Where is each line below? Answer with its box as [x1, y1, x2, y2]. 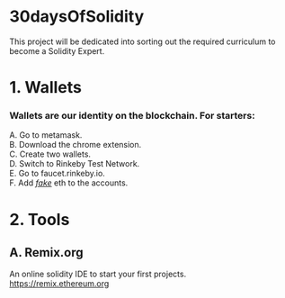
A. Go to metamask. [9, 130, 83, 140]
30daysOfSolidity [9, 6, 145, 27]
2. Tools [9, 209, 70, 230]
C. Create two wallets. [9, 149, 92, 159]
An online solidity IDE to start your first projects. [9, 268, 187, 280]
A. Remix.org [9, 245, 84, 260]
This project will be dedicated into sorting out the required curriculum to [9, 36, 276, 47]
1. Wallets [9, 77, 83, 98]
